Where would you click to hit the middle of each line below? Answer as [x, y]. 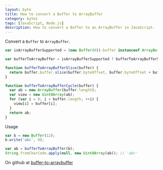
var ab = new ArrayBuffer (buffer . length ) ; [53, 90]
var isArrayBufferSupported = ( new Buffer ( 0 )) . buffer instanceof [72, 51]
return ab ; [20, 113]
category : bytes [21, 18]
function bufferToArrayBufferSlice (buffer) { [52, 68]
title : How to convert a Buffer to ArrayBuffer [54, 14]
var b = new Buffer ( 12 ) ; [30, 136]
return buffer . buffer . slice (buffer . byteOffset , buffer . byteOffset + [80, 72]
